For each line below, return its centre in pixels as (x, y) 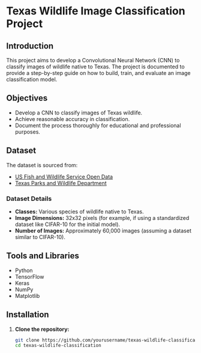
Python (24, 270)
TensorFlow (29, 276)
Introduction (30, 46)
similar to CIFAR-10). (40, 237)
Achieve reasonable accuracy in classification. (72, 119)
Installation (28, 315)
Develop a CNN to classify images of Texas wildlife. (79, 113)
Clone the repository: (42, 329)
